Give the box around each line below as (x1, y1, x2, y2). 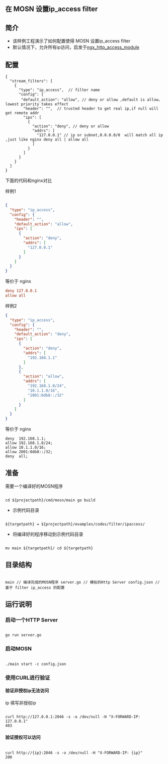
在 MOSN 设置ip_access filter (5, 5, 98, 14)
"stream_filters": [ (10, 79, 53, 84)
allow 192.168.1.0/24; (5, 441, 53, 446)
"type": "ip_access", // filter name (18, 87, 100, 92)
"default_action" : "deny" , (14, 331, 71, 337)
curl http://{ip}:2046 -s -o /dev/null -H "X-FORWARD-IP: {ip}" (5, 750, 143, 755)
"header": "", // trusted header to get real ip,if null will (23, 106, 158, 111)
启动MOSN (5, 645, 32, 652)
